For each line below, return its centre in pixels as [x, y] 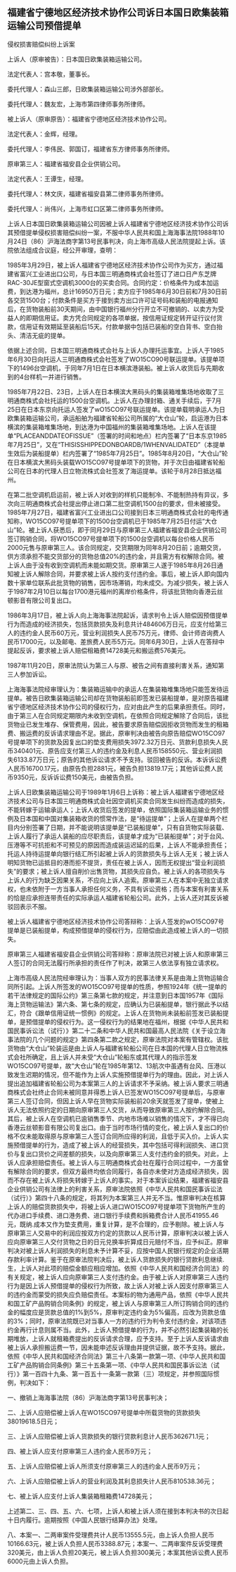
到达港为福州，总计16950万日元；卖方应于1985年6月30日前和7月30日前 [124, 291]
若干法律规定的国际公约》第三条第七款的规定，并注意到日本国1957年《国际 [116, 995]
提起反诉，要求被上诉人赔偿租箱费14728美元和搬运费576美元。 [98, 650]
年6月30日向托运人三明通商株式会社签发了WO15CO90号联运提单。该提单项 [116, 359]
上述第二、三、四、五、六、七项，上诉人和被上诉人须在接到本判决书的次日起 [118, 1511]
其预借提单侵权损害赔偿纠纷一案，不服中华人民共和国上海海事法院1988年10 [116, 232]
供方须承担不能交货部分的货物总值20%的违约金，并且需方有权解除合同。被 [116, 556]
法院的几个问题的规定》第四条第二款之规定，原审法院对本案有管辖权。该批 [121, 1039]
